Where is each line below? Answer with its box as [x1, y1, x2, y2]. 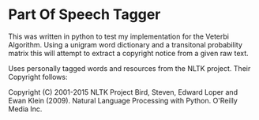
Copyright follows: [8, 72, 68, 81]
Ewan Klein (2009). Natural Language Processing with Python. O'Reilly [8, 96, 238, 105]
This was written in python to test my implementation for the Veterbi [8, 32, 229, 41]
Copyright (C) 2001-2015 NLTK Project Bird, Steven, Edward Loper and [8, 87, 238, 96]
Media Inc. [8, 104, 43, 114]
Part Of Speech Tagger [8, 6, 161, 24]
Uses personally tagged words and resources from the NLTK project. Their [8, 63, 251, 73]
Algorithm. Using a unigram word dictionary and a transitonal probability [8, 39, 243, 49]
